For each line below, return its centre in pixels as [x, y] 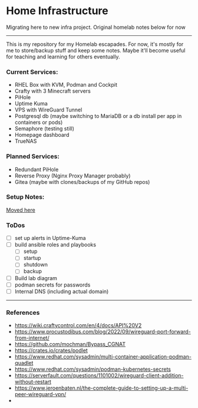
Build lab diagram [36, 278]
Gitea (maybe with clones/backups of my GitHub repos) [82, 182]
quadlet [24, 363]
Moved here [21, 210]
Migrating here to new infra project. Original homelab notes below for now [96, 27]
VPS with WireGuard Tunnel [48, 110]
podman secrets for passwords [52, 285]
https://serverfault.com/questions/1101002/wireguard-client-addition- [99, 375]
